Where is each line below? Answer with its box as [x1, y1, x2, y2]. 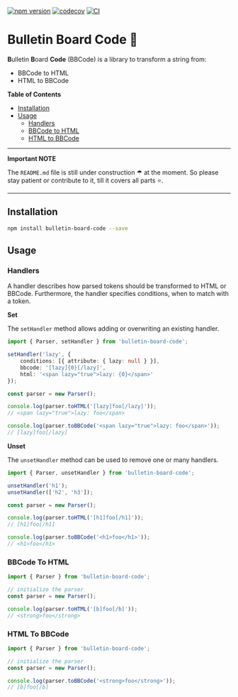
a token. [7, 297, 31, 305]
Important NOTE [7, 154, 57, 163]
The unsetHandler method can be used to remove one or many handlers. [7, 455, 219, 464]
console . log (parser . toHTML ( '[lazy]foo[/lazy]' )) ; [7, 403, 157, 410]
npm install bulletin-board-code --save [7, 224, 129, 232]
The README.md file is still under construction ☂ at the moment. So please [7, 168, 219, 177]
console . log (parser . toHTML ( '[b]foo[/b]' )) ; [7, 605, 138, 613]
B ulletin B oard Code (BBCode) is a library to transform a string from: [7, 55, 207, 63]
